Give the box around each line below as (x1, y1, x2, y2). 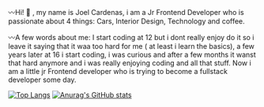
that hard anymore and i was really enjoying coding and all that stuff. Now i (8, 58, 251, 68)
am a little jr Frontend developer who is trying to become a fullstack (8, 67, 228, 76)
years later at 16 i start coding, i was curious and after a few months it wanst (8, 50, 257, 59)
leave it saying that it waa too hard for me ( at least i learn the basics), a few (8, 42, 255, 50)
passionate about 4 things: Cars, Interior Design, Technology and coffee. (8, 17, 245, 26)
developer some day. (8, 75, 77, 84)
